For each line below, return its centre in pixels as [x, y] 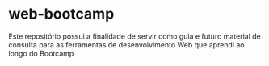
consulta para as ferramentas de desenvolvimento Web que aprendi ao [126, 44]
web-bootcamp [61, 14]
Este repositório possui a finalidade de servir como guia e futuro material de [134, 36]
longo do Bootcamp [41, 53]
